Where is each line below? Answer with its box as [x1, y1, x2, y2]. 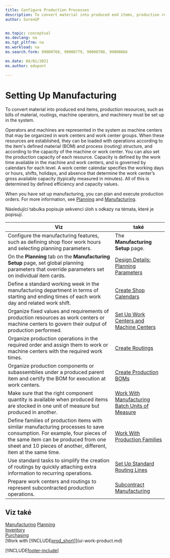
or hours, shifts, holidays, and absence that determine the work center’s [5, 170, 155, 176]
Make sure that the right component [8, 390, 93, 397]
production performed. [8, 327, 62, 334]
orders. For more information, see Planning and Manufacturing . [5, 196, 137, 202]
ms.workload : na [5, 45, 39, 50]
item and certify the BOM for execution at [8, 375, 106, 382]
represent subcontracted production [8, 484, 95, 491]
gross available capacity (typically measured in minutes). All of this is [5, 176, 149, 182]
